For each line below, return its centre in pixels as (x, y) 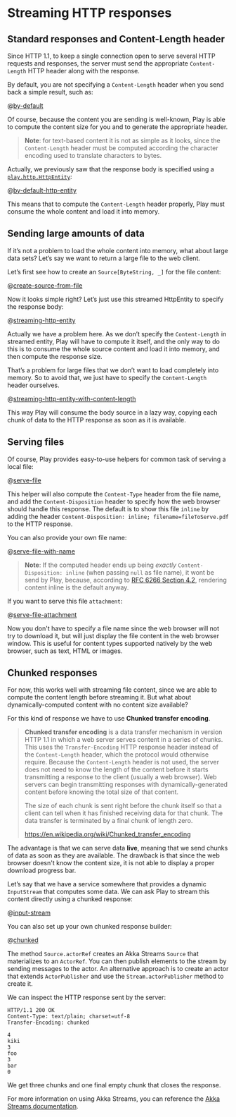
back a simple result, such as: (50, 92)
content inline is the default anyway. (77, 587)
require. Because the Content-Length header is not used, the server (122, 762)
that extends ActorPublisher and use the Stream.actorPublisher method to (116, 976)
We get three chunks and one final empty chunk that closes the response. (114, 1085)
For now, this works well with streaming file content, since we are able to (112, 690)
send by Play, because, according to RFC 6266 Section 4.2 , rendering (125, 580)
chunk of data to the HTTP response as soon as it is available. (97, 420)
